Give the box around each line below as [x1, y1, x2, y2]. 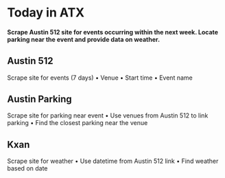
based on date [7, 164, 48, 173]
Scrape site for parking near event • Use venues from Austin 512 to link [7, 111, 209, 120]
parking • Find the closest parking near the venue [7, 119, 148, 127]
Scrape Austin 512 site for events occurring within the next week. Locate [7, 27, 218, 36]
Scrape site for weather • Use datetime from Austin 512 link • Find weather [7, 157, 219, 166]
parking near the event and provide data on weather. [7, 35, 160, 43]
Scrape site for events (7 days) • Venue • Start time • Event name [7, 74, 193, 82]
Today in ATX [7, 5, 85, 21]
